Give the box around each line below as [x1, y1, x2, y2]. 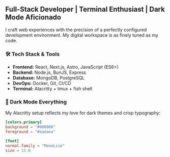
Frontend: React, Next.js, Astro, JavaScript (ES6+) [12, 64, 119, 70]
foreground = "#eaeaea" [5, 129, 56, 135]
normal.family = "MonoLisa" [5, 143, 65, 148]
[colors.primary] [5, 120, 42, 125]
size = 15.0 [5, 148, 31, 153]
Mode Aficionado [5, 13, 62, 22]
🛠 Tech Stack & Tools [5, 50, 60, 58]
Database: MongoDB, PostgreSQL [12, 75, 85, 81]
